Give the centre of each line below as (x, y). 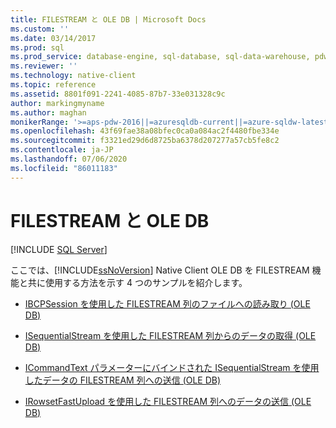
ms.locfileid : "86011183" (64, 168)
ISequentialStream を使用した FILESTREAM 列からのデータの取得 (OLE (170, 335)
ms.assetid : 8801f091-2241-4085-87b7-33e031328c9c (118, 94)
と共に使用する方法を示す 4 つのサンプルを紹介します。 (133, 282)
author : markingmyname (57, 103)
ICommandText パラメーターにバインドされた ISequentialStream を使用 (172, 367)
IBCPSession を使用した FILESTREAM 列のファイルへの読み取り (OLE (167, 303)
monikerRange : (40, 122)
